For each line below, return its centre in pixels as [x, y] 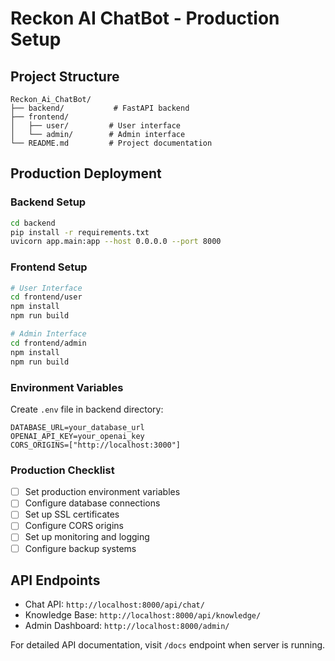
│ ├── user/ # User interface [96, 126]
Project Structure [65, 76]
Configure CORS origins [74, 526]
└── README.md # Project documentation [111, 143]
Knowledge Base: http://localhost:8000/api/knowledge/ [143, 615]
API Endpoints [55, 580]
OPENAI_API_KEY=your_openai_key [77, 436]
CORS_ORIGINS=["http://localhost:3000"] [96, 445]
